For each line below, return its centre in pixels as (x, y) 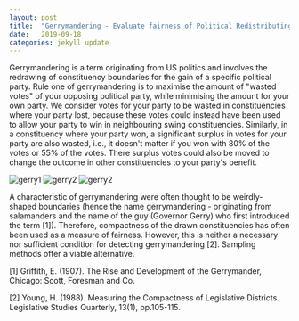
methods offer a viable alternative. (72, 254)
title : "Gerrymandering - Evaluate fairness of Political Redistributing (151, 26)
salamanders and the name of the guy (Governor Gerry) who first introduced (149, 216)
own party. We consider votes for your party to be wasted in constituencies (148, 106)
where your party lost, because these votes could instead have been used (145, 115)
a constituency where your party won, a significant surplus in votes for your (148, 134)
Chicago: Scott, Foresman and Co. (72, 281)
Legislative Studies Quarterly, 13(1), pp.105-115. (95, 308)
